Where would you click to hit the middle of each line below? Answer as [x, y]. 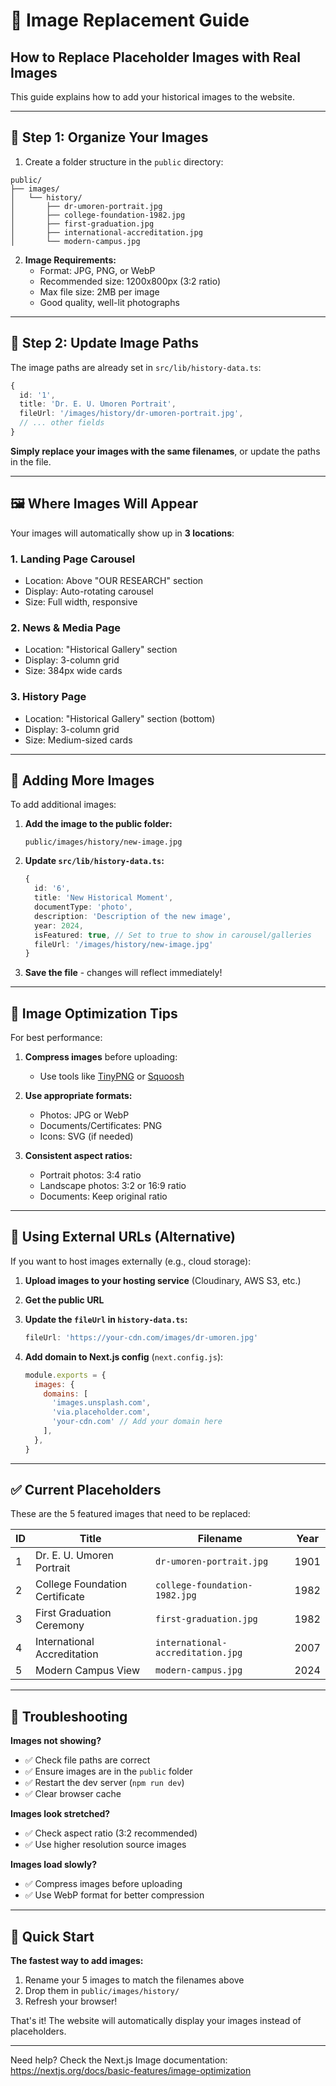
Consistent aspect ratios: [78, 1156]
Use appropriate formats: [78, 1096]
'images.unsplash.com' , [101, 1403]
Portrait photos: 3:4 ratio [90, 1175]
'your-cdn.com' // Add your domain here [137, 1422]
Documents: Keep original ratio [103, 1196]
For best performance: [56, 1038]
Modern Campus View [87, 1671]
